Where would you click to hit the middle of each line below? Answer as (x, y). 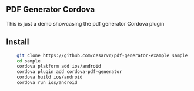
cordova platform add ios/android (59, 66)
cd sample (29, 61)
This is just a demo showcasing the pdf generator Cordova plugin (85, 23)
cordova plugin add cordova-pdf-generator (69, 72)
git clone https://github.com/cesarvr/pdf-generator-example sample (102, 55)
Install (18, 42)
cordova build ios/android (50, 77)
